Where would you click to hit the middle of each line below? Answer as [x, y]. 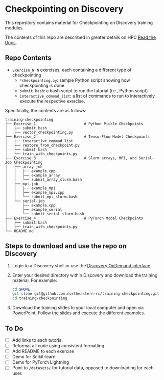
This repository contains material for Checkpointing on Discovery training [79, 23]
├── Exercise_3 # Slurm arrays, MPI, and [71, 158]
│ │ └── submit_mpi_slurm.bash [41, 197]
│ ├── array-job [24, 167]
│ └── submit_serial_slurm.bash [45, 214]
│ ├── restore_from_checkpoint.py [42, 145]
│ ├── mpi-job [22, 184]
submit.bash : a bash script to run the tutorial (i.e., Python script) [84, 90]
